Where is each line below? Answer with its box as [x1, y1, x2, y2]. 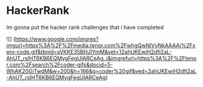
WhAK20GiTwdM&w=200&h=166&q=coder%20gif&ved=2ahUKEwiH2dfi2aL [6, 67, 197, 74]
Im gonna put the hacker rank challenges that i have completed [6, 24, 164, 31]
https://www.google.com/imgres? [15, 35, 99, 42]
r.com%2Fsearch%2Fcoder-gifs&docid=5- [6, 61, 113, 68]
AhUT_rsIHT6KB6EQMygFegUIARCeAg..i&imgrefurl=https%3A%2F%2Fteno [6, 54, 197, 62]
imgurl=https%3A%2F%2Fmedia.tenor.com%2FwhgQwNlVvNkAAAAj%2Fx [6, 42, 196, 49]
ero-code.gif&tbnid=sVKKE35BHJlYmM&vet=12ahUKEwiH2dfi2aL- [6, 48, 172, 55]
